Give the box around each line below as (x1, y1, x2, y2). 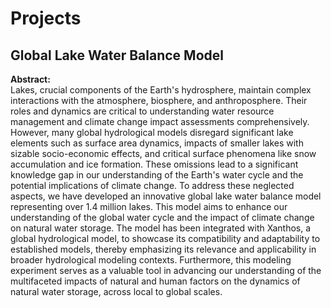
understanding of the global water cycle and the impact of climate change (10, 212, 315, 223)
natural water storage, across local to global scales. (10, 286, 223, 297)
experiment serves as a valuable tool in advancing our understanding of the (10, 265, 322, 276)
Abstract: (10, 73, 51, 85)
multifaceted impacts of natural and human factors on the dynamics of (10, 275, 301, 287)
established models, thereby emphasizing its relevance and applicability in (10, 243, 317, 255)
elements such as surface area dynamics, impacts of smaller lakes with (10, 137, 304, 149)
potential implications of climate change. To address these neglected (10, 180, 295, 191)
